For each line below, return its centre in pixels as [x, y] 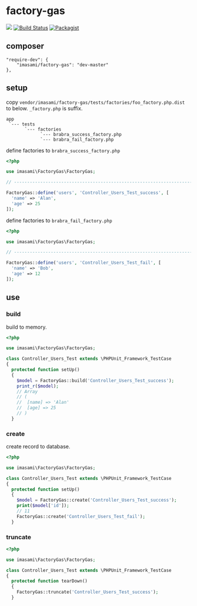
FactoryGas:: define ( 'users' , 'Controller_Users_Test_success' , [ [87, 193]
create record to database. [38, 447]
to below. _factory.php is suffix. [45, 108]
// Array [27, 391]
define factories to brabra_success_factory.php [63, 150]
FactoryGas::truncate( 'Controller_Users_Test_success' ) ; [88, 592]
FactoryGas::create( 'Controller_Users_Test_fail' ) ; [81, 516]
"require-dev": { [27, 60]
